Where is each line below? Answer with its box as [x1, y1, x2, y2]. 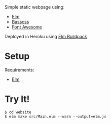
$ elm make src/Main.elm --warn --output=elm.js [4, 114, 107, 119]
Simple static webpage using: [4, 4, 65, 10]
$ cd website [4, 110, 32, 115]
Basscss [11, 19, 29, 25]
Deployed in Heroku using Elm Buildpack [4, 34, 87, 39]
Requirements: [4, 67, 34, 73]
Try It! [4, 94, 30, 105]
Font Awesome [11, 24, 42, 30]
